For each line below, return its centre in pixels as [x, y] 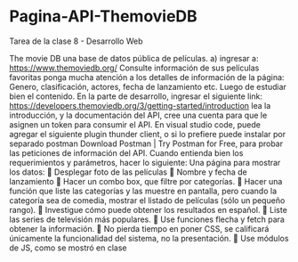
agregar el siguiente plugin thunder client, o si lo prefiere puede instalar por [148, 134]
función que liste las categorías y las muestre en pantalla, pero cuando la [143, 191]
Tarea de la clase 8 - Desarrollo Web [76, 41]
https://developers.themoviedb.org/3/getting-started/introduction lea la [140, 105]
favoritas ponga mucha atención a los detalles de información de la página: [147, 77]
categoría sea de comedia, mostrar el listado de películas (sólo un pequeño [147, 200]
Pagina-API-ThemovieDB [103, 16]
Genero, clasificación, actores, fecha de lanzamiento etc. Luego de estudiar [148, 86]
